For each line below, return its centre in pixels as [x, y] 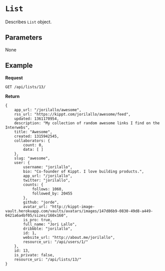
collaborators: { [32, 141]
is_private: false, [34, 255]
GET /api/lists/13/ [25, 87]
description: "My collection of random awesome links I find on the [87, 123]
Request [14, 77]
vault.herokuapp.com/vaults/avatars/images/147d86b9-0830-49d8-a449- [79, 211]
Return [12, 96]
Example [19, 66]
